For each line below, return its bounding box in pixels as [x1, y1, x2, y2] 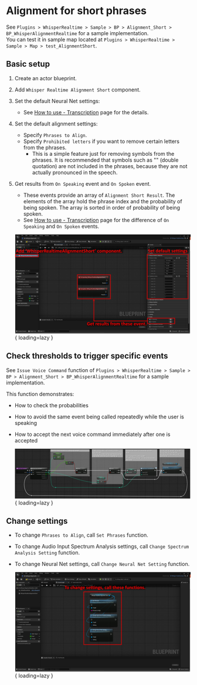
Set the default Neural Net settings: [14, 97, 100, 104]
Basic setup [6, 59, 50, 69]
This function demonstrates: [6, 390, 74, 397]
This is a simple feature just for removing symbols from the [32, 150, 175, 157]
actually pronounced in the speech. [32, 169, 118, 176]
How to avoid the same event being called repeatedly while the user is [14, 413, 185, 420]
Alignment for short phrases [6, 4, 147, 18]
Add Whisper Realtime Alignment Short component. [14, 86, 141, 93]
